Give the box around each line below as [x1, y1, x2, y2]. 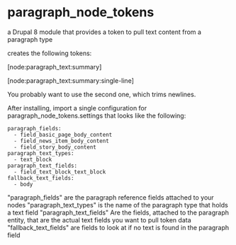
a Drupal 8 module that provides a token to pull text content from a [7, 28, 202, 36]
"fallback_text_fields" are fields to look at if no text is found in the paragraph [7, 223, 230, 232]
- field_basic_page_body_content [13, 131, 113, 138]
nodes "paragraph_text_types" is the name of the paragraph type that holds [7, 200, 228, 209]
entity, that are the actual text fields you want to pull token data [7, 215, 191, 224]
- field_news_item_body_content [13, 137, 110, 144]
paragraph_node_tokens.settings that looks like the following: [7, 111, 186, 120]
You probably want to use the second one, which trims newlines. [7, 90, 196, 98]
